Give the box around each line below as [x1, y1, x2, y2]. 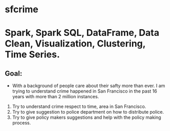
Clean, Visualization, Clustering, [5, 38, 146, 50]
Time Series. [5, 49, 60, 60]
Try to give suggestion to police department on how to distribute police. [12, 109, 164, 115]
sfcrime [5, 4, 39, 15]
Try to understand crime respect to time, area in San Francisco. [12, 103, 146, 110]
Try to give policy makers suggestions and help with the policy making [12, 114, 161, 121]
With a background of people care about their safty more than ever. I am [12, 83, 165, 89]
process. [12, 120, 31, 126]
